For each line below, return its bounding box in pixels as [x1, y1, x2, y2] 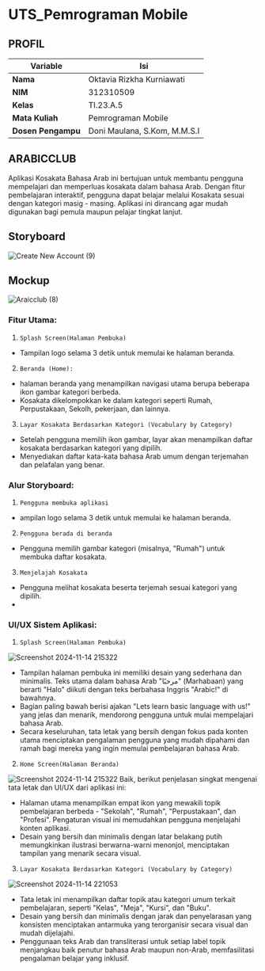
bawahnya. [19, 693, 56, 703]
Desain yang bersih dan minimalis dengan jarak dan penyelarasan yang [19, 912, 252, 921]
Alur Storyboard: [8, 479, 74, 490]
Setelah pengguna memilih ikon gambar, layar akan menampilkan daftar [19, 434, 253, 444]
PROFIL [8, 37, 45, 51]
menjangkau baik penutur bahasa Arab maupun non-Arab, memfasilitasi [19, 945, 255, 955]
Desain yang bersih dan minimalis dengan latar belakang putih [19, 832, 223, 841]
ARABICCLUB [8, 152, 77, 166]
